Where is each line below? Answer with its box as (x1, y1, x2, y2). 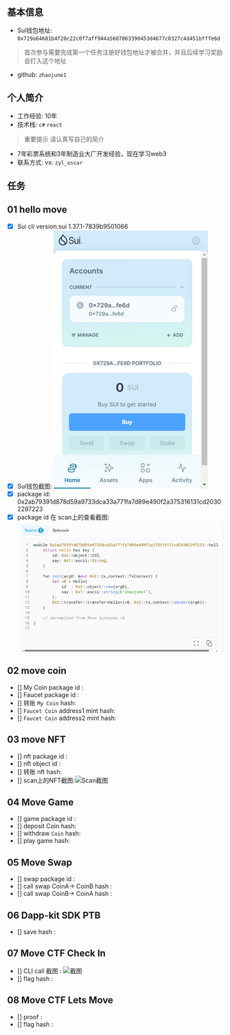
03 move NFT (7, 734, 67, 745)
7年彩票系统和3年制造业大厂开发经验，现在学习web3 (16, 149, 167, 158)
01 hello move (7, 204, 67, 215)
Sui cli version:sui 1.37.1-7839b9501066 (16, 222, 128, 231)
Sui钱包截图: (16, 482, 53, 490)
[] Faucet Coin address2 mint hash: (16, 714, 117, 722)
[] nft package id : (16, 752, 68, 760)
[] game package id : (16, 815, 76, 823)
